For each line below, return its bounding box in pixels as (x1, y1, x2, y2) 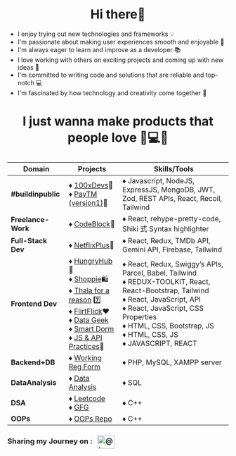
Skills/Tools (153, 164, 195, 174)
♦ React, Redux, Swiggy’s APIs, (122, 259, 223, 269)
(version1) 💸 (68, 198, 108, 208)
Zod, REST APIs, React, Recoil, (122, 194, 223, 204)
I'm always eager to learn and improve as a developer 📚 (17, 45, 181, 54)
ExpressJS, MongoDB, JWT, (122, 185, 216, 195)
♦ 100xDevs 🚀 (68, 180, 114, 190)
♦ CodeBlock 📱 (68, 219, 115, 229)
